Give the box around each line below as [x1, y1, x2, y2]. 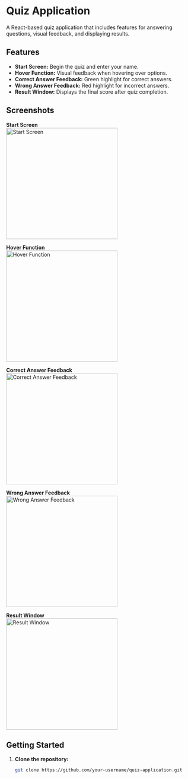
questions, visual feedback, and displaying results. [6, 30, 130, 37]
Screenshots [6, 106, 55, 116]
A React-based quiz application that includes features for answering [6, 24, 173, 31]
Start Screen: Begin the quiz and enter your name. [14, 63, 139, 70]
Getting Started [6, 740, 65, 750]
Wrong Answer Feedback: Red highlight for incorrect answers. [14, 82, 170, 89]
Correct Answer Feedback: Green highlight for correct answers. [14, 75, 173, 82]
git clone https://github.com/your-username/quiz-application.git [14, 767, 183, 773]
